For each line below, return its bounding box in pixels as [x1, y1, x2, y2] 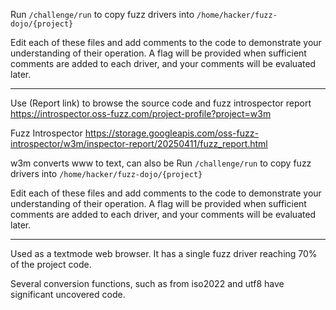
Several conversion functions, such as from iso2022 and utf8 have [10, 278, 285, 289]
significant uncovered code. [10, 289, 126, 300]
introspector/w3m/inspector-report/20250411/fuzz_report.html [10, 138, 268, 149]
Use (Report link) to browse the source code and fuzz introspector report [10, 97, 312, 109]
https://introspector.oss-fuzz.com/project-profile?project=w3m [10, 108, 272, 119]
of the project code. [10, 259, 92, 270]
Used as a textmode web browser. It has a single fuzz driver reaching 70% [10, 248, 318, 259]
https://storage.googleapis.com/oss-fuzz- [84, 127, 259, 139]
